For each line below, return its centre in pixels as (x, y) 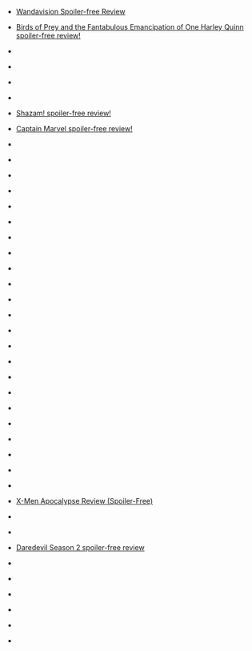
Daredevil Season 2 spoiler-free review (80, 547)
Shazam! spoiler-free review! (64, 113)
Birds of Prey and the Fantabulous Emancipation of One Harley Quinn (130, 27)
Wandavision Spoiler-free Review (70, 12)
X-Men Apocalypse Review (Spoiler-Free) (84, 501)
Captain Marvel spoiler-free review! (74, 129)
